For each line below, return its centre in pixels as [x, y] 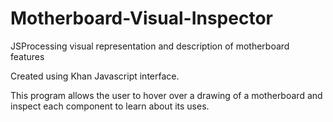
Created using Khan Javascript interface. [95, 76]
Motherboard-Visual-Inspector [141, 18]
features [27, 56]
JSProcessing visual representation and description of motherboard [150, 46]
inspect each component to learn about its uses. [110, 106]
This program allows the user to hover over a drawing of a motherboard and [166, 95]
